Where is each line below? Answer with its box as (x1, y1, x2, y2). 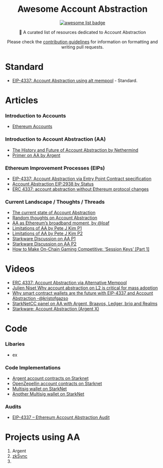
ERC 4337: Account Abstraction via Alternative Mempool (12, 280, 127, 286)
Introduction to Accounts (5, 112, 66, 119)
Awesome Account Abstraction (17, 3, 148, 15)
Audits (5, 403, 22, 410)
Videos (5, 263, 35, 275)
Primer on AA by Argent (12, 152, 60, 158)
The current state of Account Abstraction (12, 210, 96, 216)
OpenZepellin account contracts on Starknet (12, 380, 102, 386)
